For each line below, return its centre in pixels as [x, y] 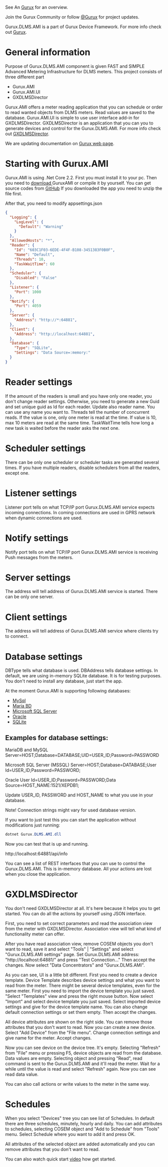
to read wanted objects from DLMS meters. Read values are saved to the [80, 112]
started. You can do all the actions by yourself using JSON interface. [76, 913]
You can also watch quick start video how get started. [60, 1159]
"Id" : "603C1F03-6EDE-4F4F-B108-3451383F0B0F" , [64, 250]
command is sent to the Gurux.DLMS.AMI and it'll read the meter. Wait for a [82, 1064]
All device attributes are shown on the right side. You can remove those [79, 1022]
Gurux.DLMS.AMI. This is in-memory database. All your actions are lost [78, 869]
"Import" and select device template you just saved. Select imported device [83, 1001]
